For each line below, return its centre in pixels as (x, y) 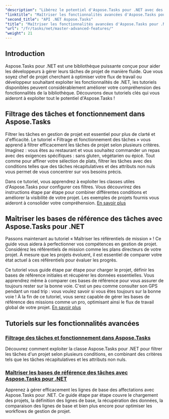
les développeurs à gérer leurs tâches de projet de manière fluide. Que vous (84, 71)
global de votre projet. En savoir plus (43, 307)
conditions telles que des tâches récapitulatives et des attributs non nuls (80, 166)
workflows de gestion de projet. (38, 411)
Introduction (25, 54)
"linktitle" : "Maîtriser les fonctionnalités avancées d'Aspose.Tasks (81, 15)
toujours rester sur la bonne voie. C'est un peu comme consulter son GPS (81, 286)
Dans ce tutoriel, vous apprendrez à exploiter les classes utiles (70, 181)
